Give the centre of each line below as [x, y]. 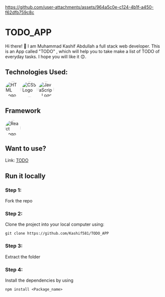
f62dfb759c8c [20, 12]
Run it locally [25, 176]
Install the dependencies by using [39, 280]
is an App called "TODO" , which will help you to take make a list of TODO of [82, 51]
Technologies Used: [36, 72]
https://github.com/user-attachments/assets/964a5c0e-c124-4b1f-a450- [79, 7]
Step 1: [13, 190]
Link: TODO [17, 160]
